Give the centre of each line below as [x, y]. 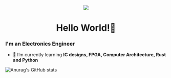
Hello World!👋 [86, 28]
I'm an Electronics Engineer [40, 44]
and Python [25, 60]
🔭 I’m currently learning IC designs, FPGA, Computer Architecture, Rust [89, 55]
